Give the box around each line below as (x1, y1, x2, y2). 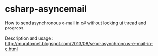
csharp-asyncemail (5, 3, 87, 15)
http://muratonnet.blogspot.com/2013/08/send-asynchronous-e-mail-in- (5, 40, 153, 46)
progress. (5, 25, 25, 30)
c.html (5, 46, 18, 52)
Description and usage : (5, 35, 54, 41)
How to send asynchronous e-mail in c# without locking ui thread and (5, 20, 146, 26)
